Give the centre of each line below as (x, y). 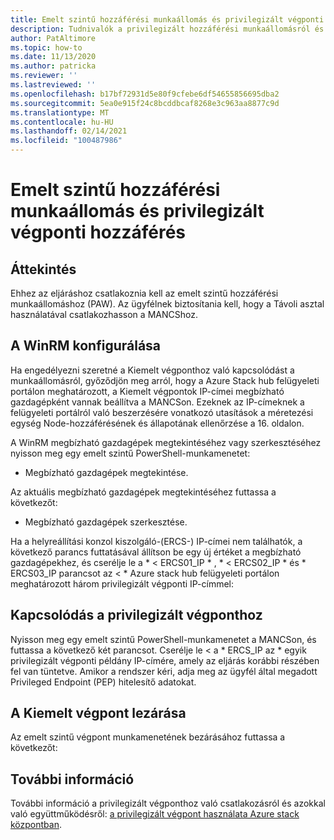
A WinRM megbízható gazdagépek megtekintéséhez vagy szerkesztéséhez (166, 442)
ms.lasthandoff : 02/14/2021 (69, 131)
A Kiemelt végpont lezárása (98, 713)
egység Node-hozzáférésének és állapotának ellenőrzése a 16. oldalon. (157, 423)
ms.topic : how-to (46, 47)
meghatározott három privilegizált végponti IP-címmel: (122, 583)
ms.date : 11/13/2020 (53, 57)
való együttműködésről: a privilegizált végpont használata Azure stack (155, 814)
